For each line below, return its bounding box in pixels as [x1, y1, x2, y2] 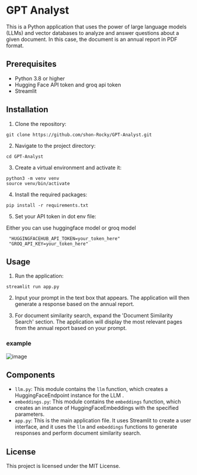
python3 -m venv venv [6, 175, 60, 181]
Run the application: [14, 273, 64, 280]
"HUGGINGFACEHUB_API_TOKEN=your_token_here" [8, 235, 120, 241]
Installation [6, 105, 49, 115]
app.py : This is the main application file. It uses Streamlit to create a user [14, 417, 191, 424]
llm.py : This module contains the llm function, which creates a [14, 386, 168, 393]
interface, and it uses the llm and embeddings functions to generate [14, 424, 177, 431]
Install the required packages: [14, 190, 88, 198]
